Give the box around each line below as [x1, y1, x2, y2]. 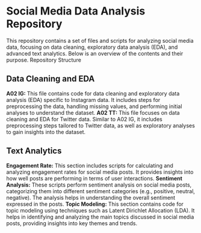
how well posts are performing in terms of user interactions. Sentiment [6, 174, 182, 182]
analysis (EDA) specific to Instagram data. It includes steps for [6, 96, 161, 103]
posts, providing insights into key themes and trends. [6, 219, 137, 227]
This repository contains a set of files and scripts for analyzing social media [6, 37, 194, 44]
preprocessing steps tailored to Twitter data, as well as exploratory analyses [6, 122, 196, 129]
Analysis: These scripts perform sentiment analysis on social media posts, [6, 181, 192, 188]
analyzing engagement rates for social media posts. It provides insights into [6, 168, 194, 176]
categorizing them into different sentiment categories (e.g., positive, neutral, [6, 187, 196, 194]
